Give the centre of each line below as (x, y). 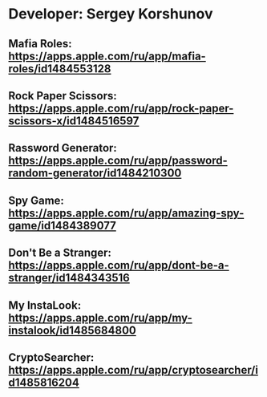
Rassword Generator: (63, 148)
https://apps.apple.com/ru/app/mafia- (107, 56)
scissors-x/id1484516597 (74, 121)
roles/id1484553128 (60, 69)
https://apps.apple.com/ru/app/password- (118, 161)
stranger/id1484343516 (69, 278)
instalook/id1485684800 (72, 330)
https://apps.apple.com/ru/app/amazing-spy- (126, 213)
